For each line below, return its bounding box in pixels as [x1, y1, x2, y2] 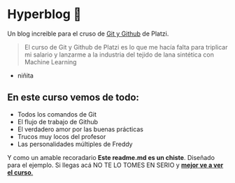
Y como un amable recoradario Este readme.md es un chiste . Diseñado [7, 153, 215, 161]
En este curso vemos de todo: [7, 91, 140, 103]
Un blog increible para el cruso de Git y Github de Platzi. [7, 29, 169, 38]
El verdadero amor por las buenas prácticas [17, 125, 143, 133]
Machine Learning [24, 57, 77, 66]
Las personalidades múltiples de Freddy [17, 140, 133, 148]
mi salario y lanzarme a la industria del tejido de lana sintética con [24, 50, 215, 59]
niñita [17, 71, 34, 80]
